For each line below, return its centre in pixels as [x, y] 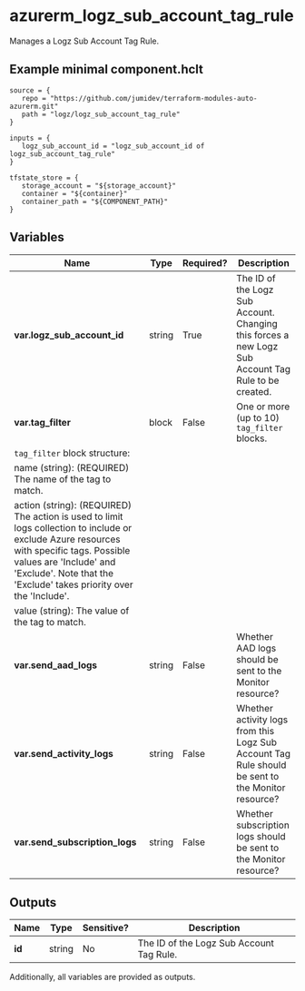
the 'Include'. [42, 595]
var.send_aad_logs [56, 665]
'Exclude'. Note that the [64, 573]
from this [255, 731]
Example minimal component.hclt [107, 69]
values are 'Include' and [65, 562]
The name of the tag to [63, 479]
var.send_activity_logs [64, 753]
